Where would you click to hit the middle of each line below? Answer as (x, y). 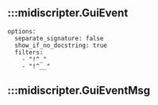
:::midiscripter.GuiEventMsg (79, 91)
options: (22, 31)
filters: (29, 52)
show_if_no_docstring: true (61, 45)
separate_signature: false (59, 38)
